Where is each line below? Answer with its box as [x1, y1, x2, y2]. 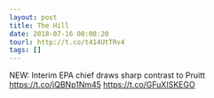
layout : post [9, 12, 58, 22]
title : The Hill [9, 21, 69, 30]
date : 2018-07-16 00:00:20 [9, 29, 109, 38]
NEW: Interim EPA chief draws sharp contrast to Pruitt [9, 70, 206, 80]
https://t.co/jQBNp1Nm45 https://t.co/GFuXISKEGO [9, 79, 195, 90]
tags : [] [9, 46, 42, 55]
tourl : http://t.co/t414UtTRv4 [9, 37, 125, 47]
